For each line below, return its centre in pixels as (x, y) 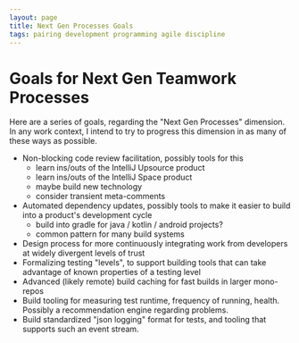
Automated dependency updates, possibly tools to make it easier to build (156, 205)
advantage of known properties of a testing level (111, 272)
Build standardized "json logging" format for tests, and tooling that (144, 320)
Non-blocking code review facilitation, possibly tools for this (133, 158)
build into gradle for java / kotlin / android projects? (129, 225)
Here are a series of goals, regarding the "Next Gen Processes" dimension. (147, 122)
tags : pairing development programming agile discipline (117, 34)
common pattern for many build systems (110, 234)
